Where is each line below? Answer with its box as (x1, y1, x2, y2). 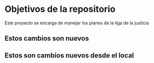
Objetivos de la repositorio (4, 3, 116, 15)
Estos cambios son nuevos (4, 34, 89, 43)
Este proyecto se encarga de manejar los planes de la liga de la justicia (4, 20, 149, 26)
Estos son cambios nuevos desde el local (4, 51, 134, 60)
